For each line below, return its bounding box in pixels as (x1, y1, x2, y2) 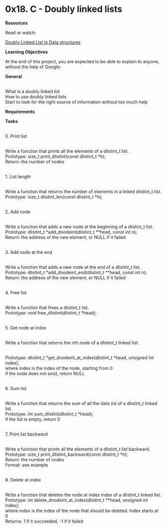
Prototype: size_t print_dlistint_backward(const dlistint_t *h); (5, 451, 128, 457)
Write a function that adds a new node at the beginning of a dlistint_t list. (5, 223, 154, 229)
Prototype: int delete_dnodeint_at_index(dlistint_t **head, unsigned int (5, 497, 148, 503)
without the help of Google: (5, 64, 61, 70)
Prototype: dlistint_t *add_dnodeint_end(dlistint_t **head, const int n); (5, 269, 147, 275)
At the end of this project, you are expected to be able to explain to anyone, (5, 58, 160, 64)
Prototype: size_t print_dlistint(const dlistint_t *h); (5, 153, 106, 159)
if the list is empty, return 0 (5, 416, 61, 422)
